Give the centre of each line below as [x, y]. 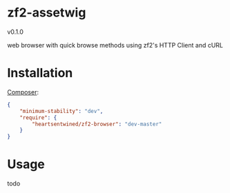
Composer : [23, 92]
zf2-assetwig [47, 13]
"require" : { [38, 118]
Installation [40, 73]
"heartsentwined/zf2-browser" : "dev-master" [97, 124]
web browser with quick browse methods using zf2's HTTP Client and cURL [115, 45]
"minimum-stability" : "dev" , [61, 111]
